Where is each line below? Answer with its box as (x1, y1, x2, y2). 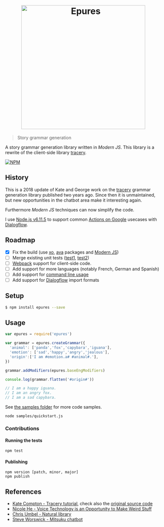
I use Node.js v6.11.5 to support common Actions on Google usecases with (5, 216, 157, 222)
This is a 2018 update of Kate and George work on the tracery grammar (5, 186, 151, 193)
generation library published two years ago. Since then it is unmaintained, (5, 192, 156, 198)
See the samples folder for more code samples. (5, 404, 102, 410)
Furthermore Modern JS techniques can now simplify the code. (5, 207, 135, 212)
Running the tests (5, 437, 43, 443)
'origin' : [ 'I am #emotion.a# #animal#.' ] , (9, 354, 99, 359)
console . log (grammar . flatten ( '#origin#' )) (5, 377, 94, 382)
